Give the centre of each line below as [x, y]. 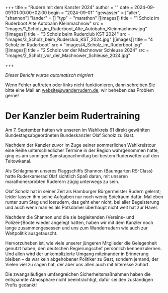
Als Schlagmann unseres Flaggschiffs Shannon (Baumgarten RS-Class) [79, 170]
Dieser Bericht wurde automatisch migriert [49, 75]
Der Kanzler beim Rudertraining [73, 116]
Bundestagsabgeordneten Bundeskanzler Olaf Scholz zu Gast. [70, 135]
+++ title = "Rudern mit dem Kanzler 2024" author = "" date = [69, 7]
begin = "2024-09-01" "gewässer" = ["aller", [94, 13]
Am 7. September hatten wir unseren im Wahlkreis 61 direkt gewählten [77, 130]
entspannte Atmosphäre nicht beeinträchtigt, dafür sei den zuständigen [79, 279]
